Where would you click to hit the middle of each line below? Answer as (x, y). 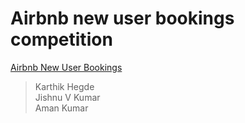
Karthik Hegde (64, 86)
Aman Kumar (61, 108)
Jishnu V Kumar (67, 97)
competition (61, 39)
